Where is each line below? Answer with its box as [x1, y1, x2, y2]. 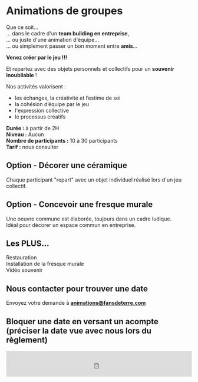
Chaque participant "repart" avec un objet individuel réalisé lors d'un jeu [6, 176, 181, 183]
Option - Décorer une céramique [6, 160, 128, 170]
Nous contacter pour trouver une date [6, 284, 148, 294]
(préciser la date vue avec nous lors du [6, 325, 152, 335]
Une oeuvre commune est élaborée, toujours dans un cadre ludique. [6, 215, 172, 222]
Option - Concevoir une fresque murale [6, 199, 153, 210]
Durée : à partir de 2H [6, 124, 60, 131]
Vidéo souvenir [6, 266, 43, 274]
